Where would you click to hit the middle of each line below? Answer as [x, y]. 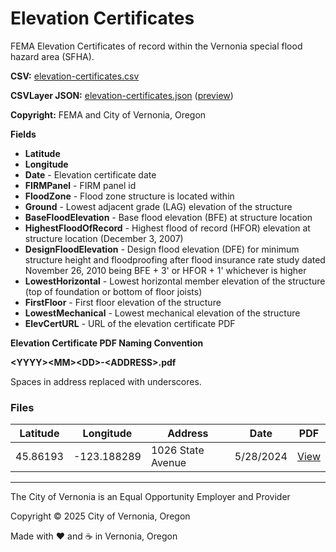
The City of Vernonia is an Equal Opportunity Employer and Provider [150, 497]
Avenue [168, 463]
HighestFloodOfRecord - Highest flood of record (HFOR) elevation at [167, 228]
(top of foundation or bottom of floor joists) [113, 291]
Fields [23, 134]
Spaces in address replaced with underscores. [106, 381]
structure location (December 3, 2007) [104, 238]
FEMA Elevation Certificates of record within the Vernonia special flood [156, 46]
